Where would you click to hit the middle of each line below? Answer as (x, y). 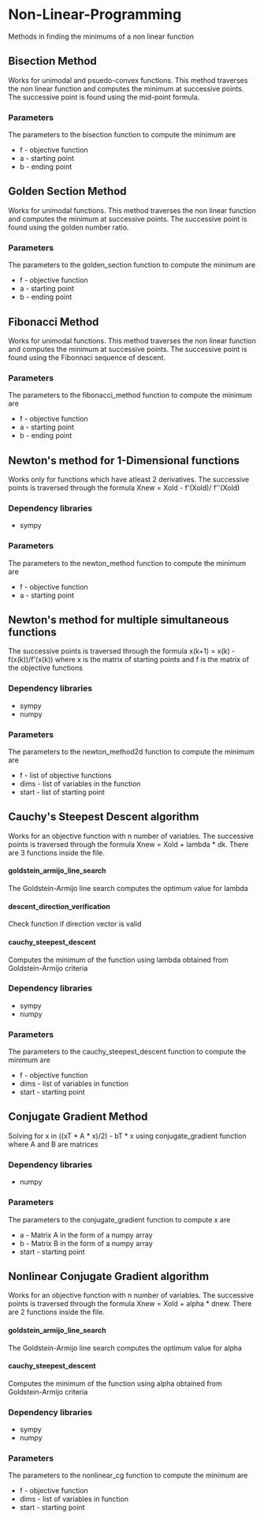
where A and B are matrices (53, 1144)
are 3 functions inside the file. (56, 852)
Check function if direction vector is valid (75, 924)
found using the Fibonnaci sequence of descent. (87, 358)
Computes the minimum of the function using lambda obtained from (118, 960)
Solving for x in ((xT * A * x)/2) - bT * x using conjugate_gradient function (127, 1136)
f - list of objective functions (65, 776)
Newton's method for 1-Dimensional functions (124, 460)
